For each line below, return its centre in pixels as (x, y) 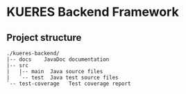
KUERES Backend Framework (93, 12)
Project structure (44, 38)
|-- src (18, 66)
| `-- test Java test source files (62, 77)
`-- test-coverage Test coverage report (69, 84)
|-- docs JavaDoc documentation (58, 59)
